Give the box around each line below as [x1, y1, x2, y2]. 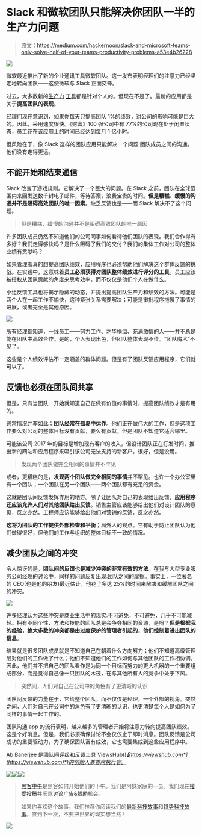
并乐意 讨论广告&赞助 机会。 [37, 790, 104, 798]
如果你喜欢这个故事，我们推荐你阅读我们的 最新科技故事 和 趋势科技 [20, 803, 185, 810]
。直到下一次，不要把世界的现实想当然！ [26, 810, 127, 818]
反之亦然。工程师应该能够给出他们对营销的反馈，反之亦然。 [16, 508, 164, 515]
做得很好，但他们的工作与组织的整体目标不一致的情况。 [11, 529, 148, 536]
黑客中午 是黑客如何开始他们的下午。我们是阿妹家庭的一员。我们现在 [20, 783, 190, 790]
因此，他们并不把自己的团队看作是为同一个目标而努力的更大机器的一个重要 [6, 662, 191, 669]
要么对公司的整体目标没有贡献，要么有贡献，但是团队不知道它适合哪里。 [11, 427, 191, 434]
